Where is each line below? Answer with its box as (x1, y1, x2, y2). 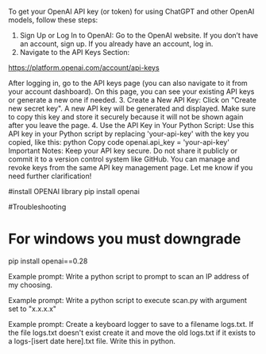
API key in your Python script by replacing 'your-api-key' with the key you (8, 129, 249, 138)
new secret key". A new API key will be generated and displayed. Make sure (8, 103, 256, 113)
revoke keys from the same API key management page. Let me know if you (8, 163, 253, 172)
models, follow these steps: (8, 15, 98, 25)
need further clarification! (8, 171, 92, 181)
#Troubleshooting (8, 202, 67, 212)
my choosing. (8, 280, 53, 290)
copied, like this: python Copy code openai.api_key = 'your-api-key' (8, 138, 230, 146)
